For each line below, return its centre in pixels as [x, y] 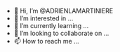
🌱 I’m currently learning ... [51, 26]
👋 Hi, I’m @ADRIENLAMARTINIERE [64, 11]
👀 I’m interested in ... [44, 18]
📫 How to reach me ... [46, 41]
